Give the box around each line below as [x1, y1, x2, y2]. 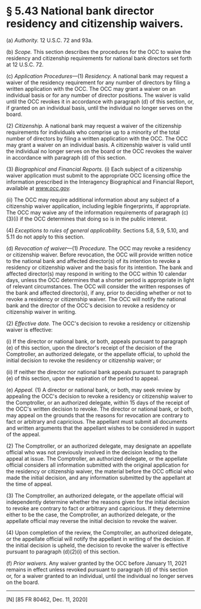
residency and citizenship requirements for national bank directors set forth [6, 54, 193, 62]
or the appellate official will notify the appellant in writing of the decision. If [6, 535, 190, 542]
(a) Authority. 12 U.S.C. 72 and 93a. [6, 36, 93, 44]
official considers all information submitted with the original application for [6, 461, 190, 469]
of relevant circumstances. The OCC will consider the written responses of [6, 283, 190, 290]
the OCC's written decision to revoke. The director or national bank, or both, [6, 405, 194, 412]
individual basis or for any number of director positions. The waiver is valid [6, 91, 190, 99]
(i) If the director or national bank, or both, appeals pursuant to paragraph [6, 338, 187, 345]
